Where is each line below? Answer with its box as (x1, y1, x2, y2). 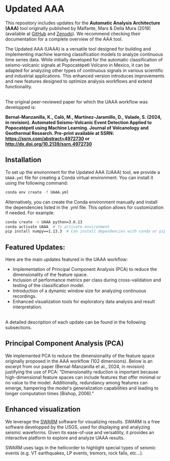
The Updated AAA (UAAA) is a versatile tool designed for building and (5, 46, 151, 52)
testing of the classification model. (12, 282, 85, 289)
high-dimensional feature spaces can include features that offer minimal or (5, 374, 161, 380)
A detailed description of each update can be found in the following (5, 319, 146, 325)
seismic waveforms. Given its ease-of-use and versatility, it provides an (5, 429, 154, 435)
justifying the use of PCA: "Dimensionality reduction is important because (5, 369, 158, 375)
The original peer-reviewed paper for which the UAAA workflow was (5, 98, 148, 104)
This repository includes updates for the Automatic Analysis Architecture (5, 20, 160, 26)
